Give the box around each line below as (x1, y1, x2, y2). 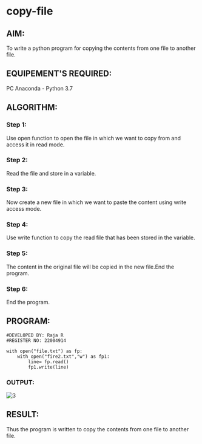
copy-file (6, 4, 53, 18)
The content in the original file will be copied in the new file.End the (6, 263, 175, 270)
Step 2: (6, 156, 29, 165)
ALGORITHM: (6, 102, 58, 113)
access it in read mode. (6, 141, 65, 148)
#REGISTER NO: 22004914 (6, 337, 67, 344)
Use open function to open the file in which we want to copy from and (6, 134, 181, 142)
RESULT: (6, 409, 39, 420)
